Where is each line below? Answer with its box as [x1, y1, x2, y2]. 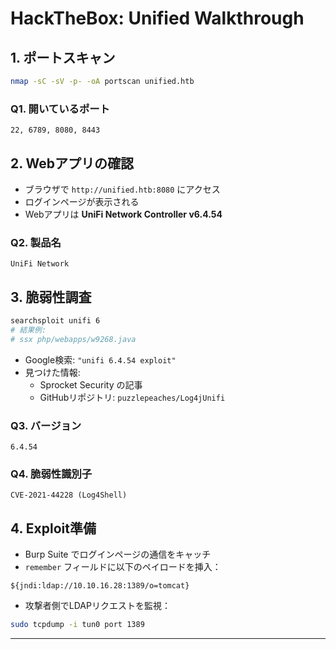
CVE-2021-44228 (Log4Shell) [10, 490, 128, 501]
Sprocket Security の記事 [39, 378, 143, 391]
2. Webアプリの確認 [10, 155, 135, 172]
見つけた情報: [24, 366, 81, 378]
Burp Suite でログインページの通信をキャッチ [24, 548, 212, 561]
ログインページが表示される [24, 195, 140, 207]
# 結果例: [10, 325, 47, 335]
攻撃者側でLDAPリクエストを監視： [24, 600, 171, 612]
